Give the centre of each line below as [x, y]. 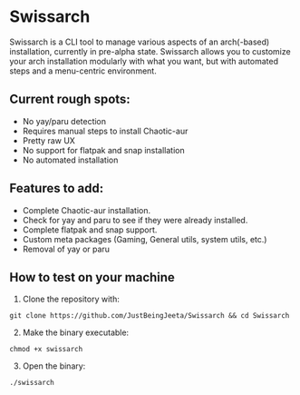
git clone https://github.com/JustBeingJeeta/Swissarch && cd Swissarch [150, 316]
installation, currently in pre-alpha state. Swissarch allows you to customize [150, 51]
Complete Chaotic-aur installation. [87, 210]
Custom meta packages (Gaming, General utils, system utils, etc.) [145, 239]
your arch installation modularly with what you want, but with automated [144, 61]
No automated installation [70, 160]
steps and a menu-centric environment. [83, 71]
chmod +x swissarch [46, 350]
